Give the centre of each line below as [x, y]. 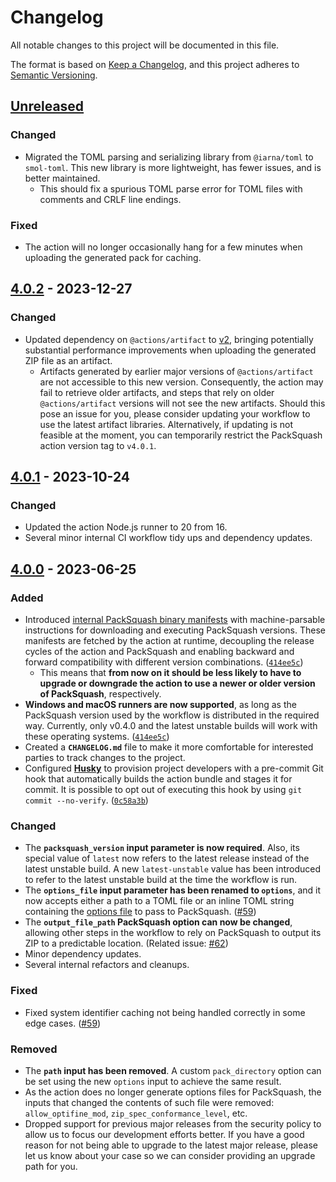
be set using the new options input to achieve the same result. [153, 1081]
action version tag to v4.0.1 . [98, 445]
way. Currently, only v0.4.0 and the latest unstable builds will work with [171, 725]
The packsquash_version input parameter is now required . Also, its [162, 848]
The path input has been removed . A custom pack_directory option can [173, 1070]
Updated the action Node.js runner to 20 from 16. [126, 527]
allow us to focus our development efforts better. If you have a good [164, 1134]
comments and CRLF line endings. [110, 199]
